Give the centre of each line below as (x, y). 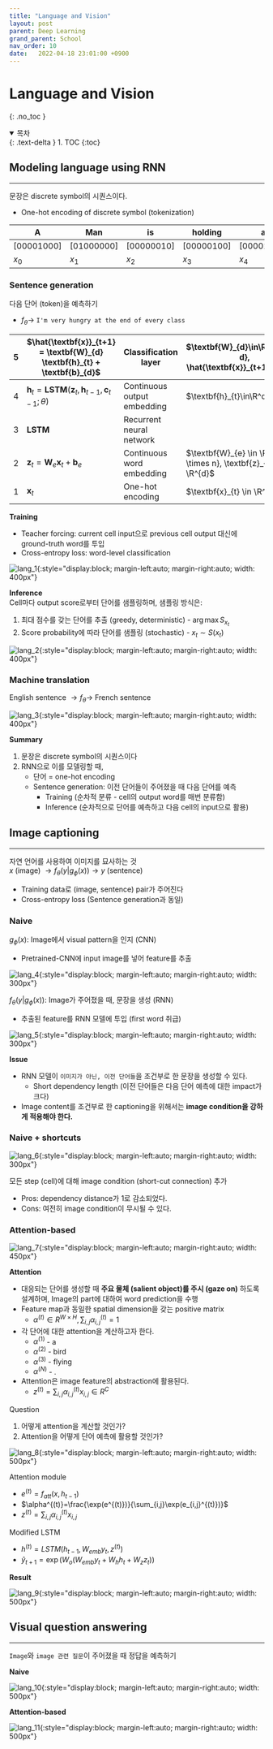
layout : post (31, 24)
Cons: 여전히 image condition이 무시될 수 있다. (96, 1208)
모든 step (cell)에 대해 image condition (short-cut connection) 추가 (118, 1181)
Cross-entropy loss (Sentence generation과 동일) (102, 899)
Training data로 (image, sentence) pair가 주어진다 (102, 889)
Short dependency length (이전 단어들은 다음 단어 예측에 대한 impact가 (147, 1086)
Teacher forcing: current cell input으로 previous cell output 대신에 (129, 533)
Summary (26, 740)
